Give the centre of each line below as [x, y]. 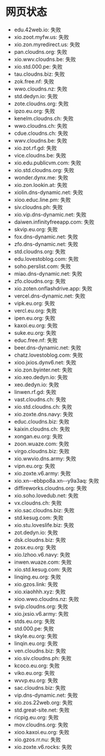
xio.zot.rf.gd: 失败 [35, 148]
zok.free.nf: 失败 [34, 81]
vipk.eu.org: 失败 [35, 303]
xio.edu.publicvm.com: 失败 [48, 163]
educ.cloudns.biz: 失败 [42, 421]
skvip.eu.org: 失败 [36, 229]
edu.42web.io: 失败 [37, 30]
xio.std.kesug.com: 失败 [43, 569]
